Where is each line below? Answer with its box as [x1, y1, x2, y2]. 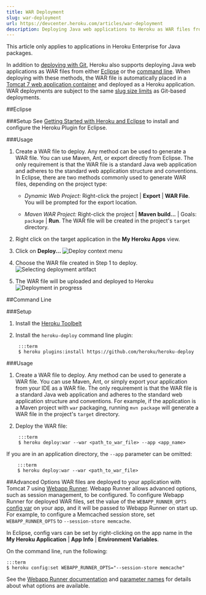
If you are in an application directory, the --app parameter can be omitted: [6, 450, 193, 458]
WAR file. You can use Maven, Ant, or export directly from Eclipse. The [15, 154, 194, 162]
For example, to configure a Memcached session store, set [6, 511, 155, 518]
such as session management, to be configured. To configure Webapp [6, 491, 185, 499]
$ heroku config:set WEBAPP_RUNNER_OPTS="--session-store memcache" [6, 565, 185, 571]
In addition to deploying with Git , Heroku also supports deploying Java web [6, 61, 196, 69]
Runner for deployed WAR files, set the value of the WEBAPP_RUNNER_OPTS [6, 498, 187, 506]
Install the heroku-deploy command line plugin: [15, 332, 133, 339]
